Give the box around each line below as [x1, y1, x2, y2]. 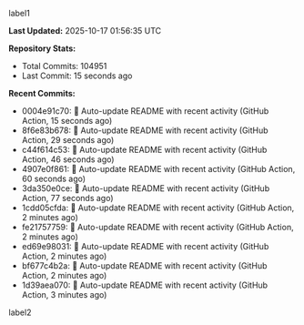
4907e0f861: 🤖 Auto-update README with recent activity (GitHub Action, [21, 164, 296, 174]
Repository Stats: [8, 43, 76, 54]
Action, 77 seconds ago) [21, 193, 115, 203]
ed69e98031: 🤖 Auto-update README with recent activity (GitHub [21, 241, 269, 251]
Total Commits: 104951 [21, 61, 107, 71]
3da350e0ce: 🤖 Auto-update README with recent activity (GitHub [21, 183, 270, 194]
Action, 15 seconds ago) [21, 116, 113, 126]
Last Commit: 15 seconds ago [21, 70, 133, 81]
